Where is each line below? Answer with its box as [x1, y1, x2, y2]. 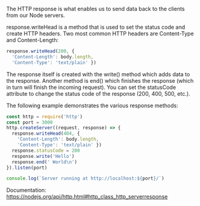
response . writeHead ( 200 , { [6, 48, 75, 54]
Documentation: [6, 186, 47, 194]
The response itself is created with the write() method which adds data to [6, 70, 190, 78]
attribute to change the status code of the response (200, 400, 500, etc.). [6, 90, 190, 97]
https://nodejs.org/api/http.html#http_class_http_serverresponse [6, 193, 168, 201]
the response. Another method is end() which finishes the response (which [6, 77, 194, 84]
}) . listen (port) [6, 165, 47, 171]
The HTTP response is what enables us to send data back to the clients [6, 5, 185, 12]
